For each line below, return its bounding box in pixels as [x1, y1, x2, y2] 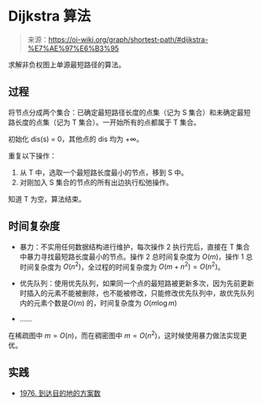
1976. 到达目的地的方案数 [19, 388, 101, 398]
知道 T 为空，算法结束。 [8, 194, 86, 203]
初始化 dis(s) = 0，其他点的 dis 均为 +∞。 [8, 134, 144, 143]
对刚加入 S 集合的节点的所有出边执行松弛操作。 [19, 177, 173, 187]
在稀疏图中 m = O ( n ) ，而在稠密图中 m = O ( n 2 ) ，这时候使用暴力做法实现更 [8, 329, 248, 340]
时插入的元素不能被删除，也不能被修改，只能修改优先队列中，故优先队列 [19, 288, 254, 298]
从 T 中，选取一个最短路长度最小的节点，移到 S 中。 [19, 167, 189, 177]
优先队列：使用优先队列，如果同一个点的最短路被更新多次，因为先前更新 [19, 279, 254, 288]
